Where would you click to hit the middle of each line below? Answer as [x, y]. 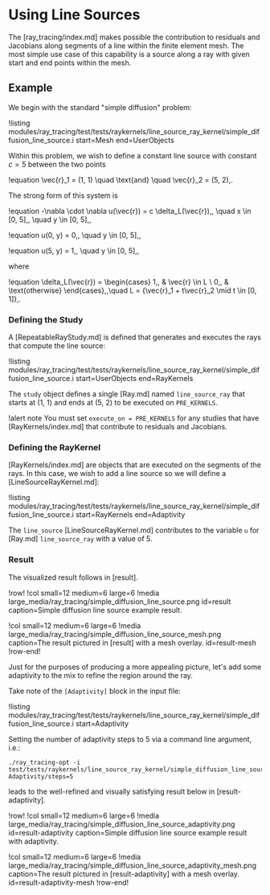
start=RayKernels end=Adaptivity [130, 515]
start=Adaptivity [102, 723]
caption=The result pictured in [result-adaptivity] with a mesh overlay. [124, 873]
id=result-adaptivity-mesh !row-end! [69, 882]
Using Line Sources [74, 15]
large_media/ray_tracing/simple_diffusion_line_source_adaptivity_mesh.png [133, 865]
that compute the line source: [57, 346]
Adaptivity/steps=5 [41, 776]
